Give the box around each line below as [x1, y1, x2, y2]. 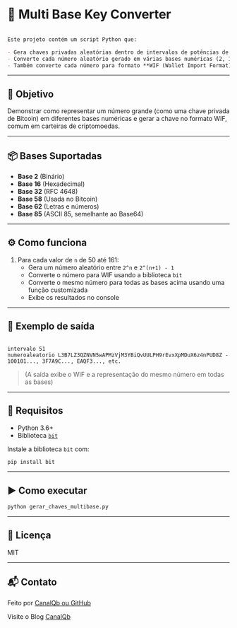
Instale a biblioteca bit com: [7, 445, 90, 453]
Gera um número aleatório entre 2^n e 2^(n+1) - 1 [28, 263, 174, 272]
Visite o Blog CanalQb [7, 612, 71, 621]
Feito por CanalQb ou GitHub [7, 598, 92, 607]
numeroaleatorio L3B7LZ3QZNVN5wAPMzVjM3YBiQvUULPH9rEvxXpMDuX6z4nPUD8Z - [7, 351, 229, 359]
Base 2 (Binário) [17, 173, 65, 181]
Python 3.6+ [17, 424, 54, 432]
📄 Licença [7, 530, 51, 542]
